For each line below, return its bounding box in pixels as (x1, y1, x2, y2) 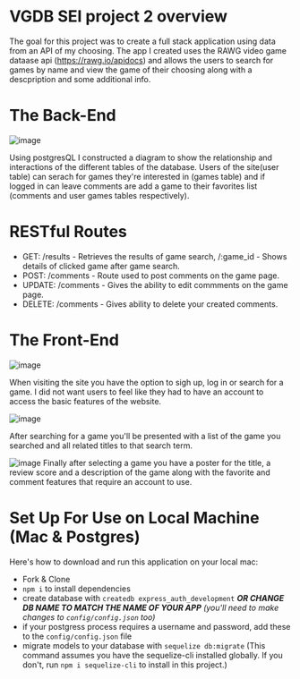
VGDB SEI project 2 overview (9, 6, 228, 27)
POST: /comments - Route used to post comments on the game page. (21, 270, 280, 281)
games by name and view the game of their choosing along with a (9, 64, 253, 75)
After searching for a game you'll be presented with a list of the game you (9, 430, 281, 441)
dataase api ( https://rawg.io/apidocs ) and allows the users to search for (9, 55, 274, 65)
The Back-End (9, 106, 116, 126)
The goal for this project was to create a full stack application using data (9, 36, 276, 47)
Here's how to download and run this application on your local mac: (9, 556, 259, 567)
